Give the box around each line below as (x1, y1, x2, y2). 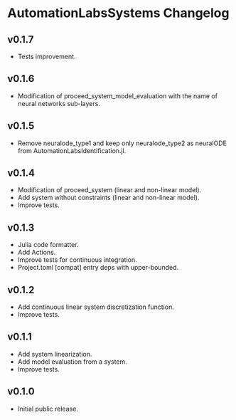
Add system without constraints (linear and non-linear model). (17, 194, 200, 202)
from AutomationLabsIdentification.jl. (17, 146, 127, 154)
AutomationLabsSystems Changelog (7, 5, 230, 21)
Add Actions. (17, 248, 56, 257)
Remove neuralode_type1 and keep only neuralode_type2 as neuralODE (17, 139, 227, 147)
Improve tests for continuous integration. (17, 256, 137, 264)
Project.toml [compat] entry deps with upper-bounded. (17, 263, 179, 272)
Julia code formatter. (17, 241, 80, 249)
